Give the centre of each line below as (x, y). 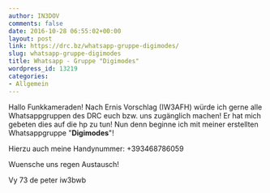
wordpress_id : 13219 (43, 69)
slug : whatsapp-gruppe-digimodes (65, 54)
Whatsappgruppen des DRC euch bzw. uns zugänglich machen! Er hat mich (135, 115)
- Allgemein (28, 84)
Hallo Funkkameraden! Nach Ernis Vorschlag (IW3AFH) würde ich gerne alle (135, 107)
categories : (28, 76)
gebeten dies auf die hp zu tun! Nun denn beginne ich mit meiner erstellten (134, 124)
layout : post (30, 39)
